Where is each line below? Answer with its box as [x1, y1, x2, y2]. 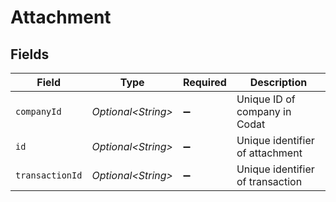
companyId [15, 106, 62, 117]
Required [182, 76, 227, 89]
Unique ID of [236, 92, 296, 106]
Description [249, 76, 308, 89]
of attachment [236, 146, 303, 160]
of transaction [236, 175, 303, 188]
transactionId [15, 170, 83, 181]
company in [236, 105, 292, 118]
